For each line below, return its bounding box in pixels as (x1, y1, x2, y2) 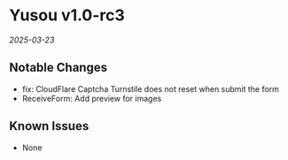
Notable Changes (9, 60, 108, 75)
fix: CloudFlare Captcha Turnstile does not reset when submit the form (21, 83, 279, 94)
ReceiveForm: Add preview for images (21, 93, 162, 103)
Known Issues (9, 118, 90, 133)
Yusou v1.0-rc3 (9, 5, 126, 26)
